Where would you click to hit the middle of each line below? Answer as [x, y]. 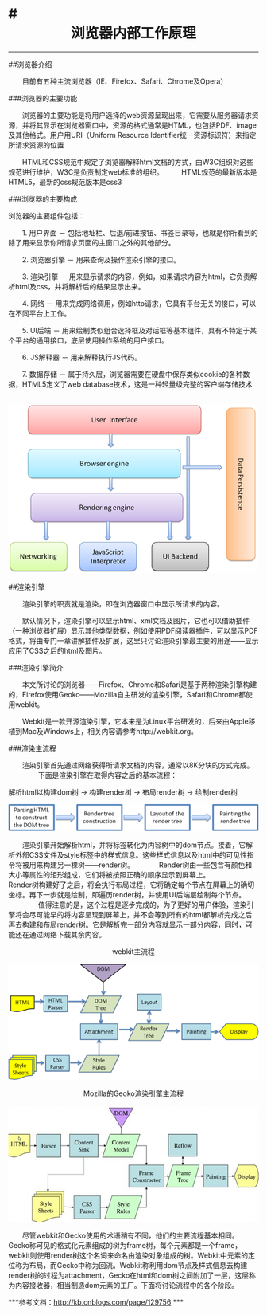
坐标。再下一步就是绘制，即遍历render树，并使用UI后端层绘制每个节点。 [127, 895]
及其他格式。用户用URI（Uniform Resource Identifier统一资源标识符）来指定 [132, 135]
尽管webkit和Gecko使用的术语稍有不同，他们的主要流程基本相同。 [131, 1235]
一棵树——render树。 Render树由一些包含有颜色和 [158, 865]
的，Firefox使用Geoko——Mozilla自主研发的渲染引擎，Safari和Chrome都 [127, 694]
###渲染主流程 [33, 748]
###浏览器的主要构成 [43, 198]
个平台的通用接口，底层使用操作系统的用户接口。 [88, 340]
